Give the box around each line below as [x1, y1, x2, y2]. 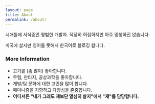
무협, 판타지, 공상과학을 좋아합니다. [12, 74, 83, 80]
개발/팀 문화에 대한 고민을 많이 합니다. [12, 80, 88, 87]
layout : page [5, 7, 33, 13]
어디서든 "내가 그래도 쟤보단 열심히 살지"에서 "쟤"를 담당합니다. [12, 93, 139, 99]
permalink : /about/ [5, 17, 47, 22]
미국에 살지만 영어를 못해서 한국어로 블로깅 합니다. [5, 42, 105, 48]
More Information [5, 56, 50, 63]
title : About [5, 12, 33, 17]
